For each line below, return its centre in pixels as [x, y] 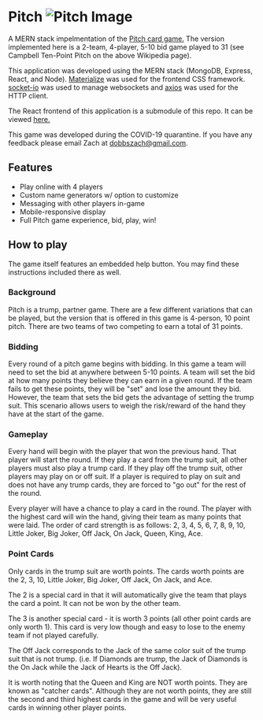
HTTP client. [28, 95]
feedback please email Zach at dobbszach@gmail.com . [98, 142]
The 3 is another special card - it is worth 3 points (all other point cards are [130, 618]
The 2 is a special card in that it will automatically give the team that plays [128, 595]
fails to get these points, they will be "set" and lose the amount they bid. [125, 389]
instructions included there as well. [65, 272]
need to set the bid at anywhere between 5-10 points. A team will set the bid [132, 372]
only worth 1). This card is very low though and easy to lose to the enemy [127, 626]
